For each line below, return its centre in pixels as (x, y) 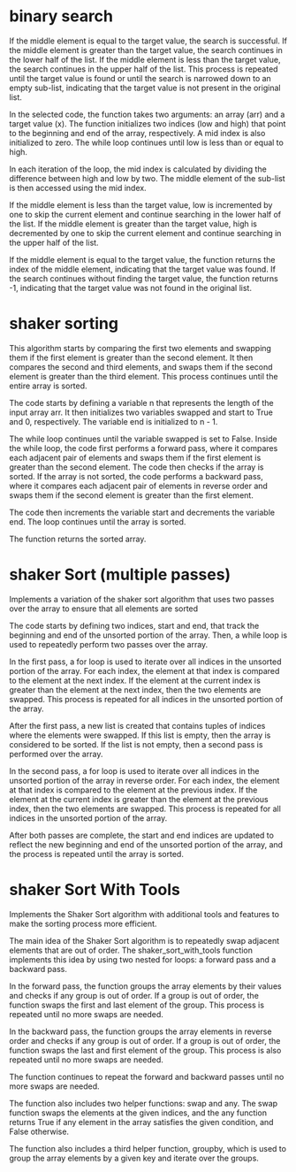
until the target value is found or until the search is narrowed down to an (140, 78)
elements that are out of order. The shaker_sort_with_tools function (131, 950)
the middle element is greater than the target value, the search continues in (146, 50)
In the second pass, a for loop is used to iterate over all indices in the (134, 770)
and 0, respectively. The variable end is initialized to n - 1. (114, 421)
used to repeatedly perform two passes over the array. (109, 644)
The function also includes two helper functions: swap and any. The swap (144, 1103)
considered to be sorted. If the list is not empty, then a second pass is (136, 744)
